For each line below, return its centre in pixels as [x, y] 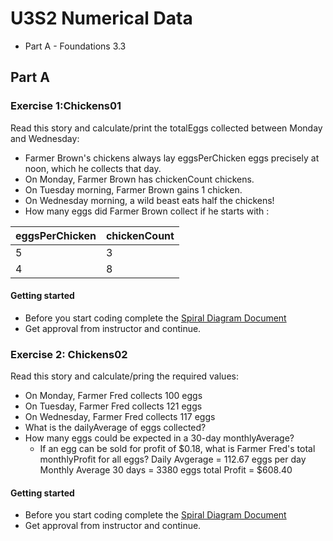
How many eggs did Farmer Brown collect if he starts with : [147, 211]
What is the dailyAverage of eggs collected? [115, 428]
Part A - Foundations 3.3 [75, 46]
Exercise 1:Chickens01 [66, 106]
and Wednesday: [45, 138]
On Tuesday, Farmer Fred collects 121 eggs [113, 406]
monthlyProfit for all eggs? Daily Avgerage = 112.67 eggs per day [173, 459]
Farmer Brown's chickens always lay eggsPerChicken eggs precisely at [172, 158]
